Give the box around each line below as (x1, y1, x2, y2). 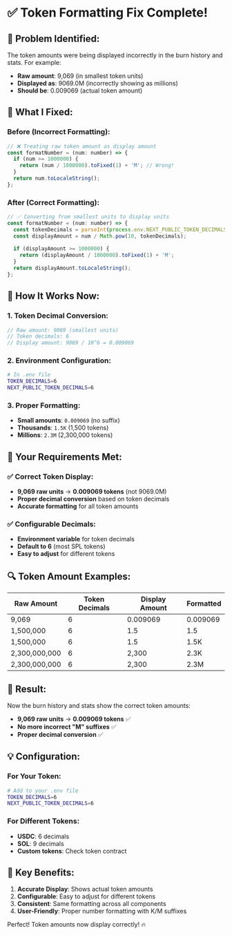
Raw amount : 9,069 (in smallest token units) (17, 72, 144, 80)
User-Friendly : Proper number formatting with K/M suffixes (17, 907, 187, 916)
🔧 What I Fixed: (7, 106, 73, 118)
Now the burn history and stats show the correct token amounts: (7, 702, 191, 709)
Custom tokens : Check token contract (17, 847, 127, 855)
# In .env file (7, 372, 51, 378)
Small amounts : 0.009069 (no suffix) (17, 416, 121, 425)
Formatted (186, 599, 222, 608)
